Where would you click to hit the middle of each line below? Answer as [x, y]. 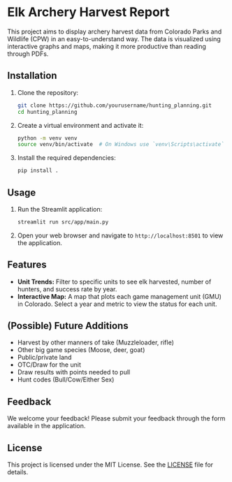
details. [18, 472]
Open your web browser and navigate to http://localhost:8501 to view [120, 235]
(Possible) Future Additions [68, 326]
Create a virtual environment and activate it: [80, 125]
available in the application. [46, 426]
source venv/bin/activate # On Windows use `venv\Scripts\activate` [121, 145]
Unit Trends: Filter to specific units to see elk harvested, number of [114, 282]
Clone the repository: [48, 92]
